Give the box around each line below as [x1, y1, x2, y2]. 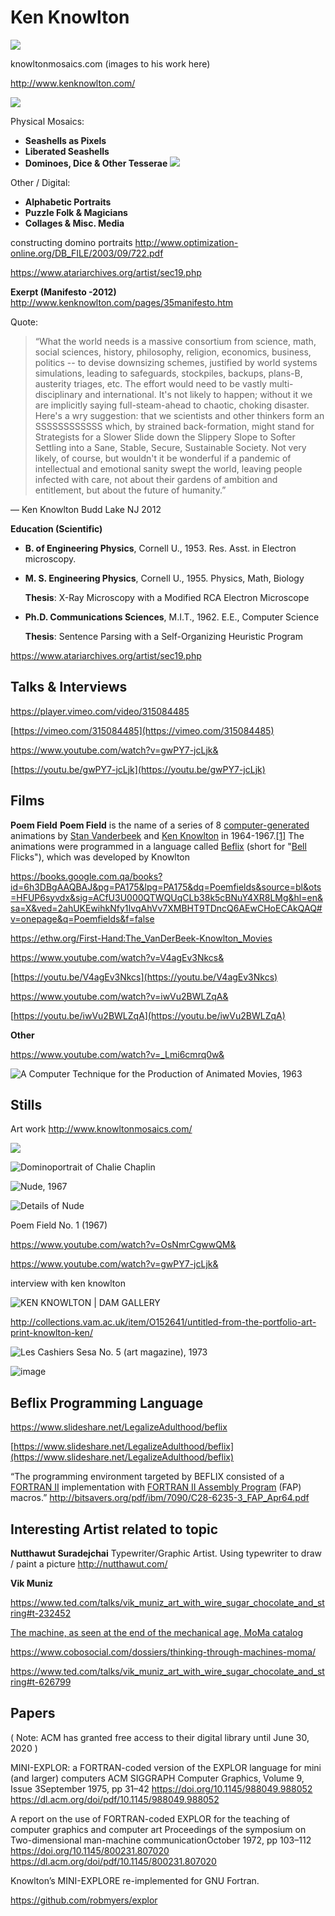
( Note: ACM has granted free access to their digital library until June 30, [10, 1731, 310, 1743]
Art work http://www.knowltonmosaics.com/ [10, 1123, 193, 1135]
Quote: [10, 316, 39, 328]
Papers [10, 1705, 56, 1722]
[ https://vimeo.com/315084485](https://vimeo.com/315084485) [10, 724, 275, 736]
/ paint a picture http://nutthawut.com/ [10, 1558, 168, 1570]
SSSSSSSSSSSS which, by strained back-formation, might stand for [34, 420, 315, 432]
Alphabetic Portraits [24, 196, 112, 208]
